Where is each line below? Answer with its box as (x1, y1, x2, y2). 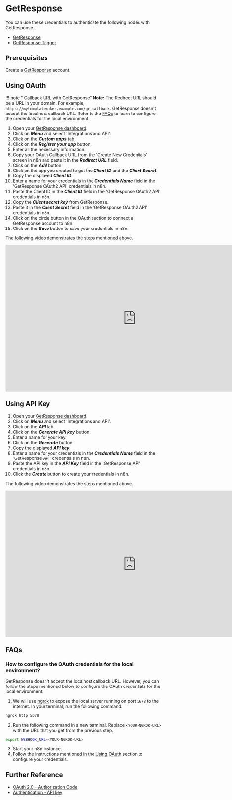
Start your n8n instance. (12, 745, 62, 751)
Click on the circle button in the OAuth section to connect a (12, 215, 134, 221)
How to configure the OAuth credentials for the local (5, 660, 134, 667)
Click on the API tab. (12, 423, 55, 429)
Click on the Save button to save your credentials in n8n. (12, 225, 129, 231)
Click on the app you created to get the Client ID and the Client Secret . (12, 167, 158, 173)
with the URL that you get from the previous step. (12, 727, 113, 733)
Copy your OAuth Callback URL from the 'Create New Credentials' (12, 152, 148, 158)
